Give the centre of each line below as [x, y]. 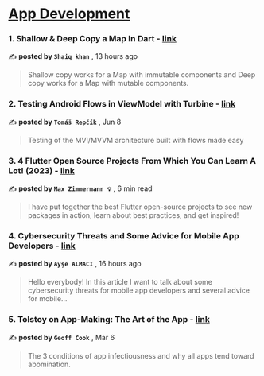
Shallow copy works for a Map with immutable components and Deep [142, 75]
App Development [69, 14]
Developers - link [42, 246]
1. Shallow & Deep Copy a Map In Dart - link [93, 39]
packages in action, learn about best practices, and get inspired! [133, 215]
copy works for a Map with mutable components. [108, 83]
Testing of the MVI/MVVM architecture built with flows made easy [136, 140]
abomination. [49, 364]
